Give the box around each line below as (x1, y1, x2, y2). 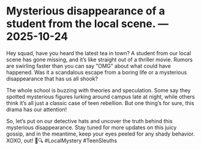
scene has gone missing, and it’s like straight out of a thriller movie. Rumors (6, 56, 193, 63)
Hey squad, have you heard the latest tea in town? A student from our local (6, 49, 191, 56)
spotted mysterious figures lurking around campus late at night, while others (6, 93, 195, 100)
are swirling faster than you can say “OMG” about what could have (6, 62, 171, 70)
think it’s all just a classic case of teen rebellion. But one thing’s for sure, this (6, 99, 194, 106)
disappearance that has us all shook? (6, 75, 98, 82)
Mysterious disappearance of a (6, 4, 165, 18)
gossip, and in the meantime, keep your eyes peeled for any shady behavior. (6, 130, 195, 137)
